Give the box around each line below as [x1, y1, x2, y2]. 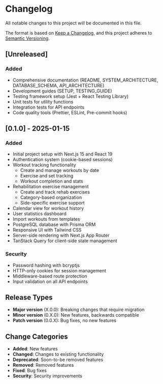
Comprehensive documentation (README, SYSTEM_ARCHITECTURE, [12, 77, 158, 83]
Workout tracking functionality [12, 162, 76, 168]
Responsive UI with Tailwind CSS [12, 227, 82, 233]
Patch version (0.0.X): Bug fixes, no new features [12, 317, 117, 324]
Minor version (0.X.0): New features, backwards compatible [12, 312, 139, 318]
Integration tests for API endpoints [12, 104, 85, 110]
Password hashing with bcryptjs [12, 262, 80, 268]
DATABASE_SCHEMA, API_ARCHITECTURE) [12, 82, 105, 88]
